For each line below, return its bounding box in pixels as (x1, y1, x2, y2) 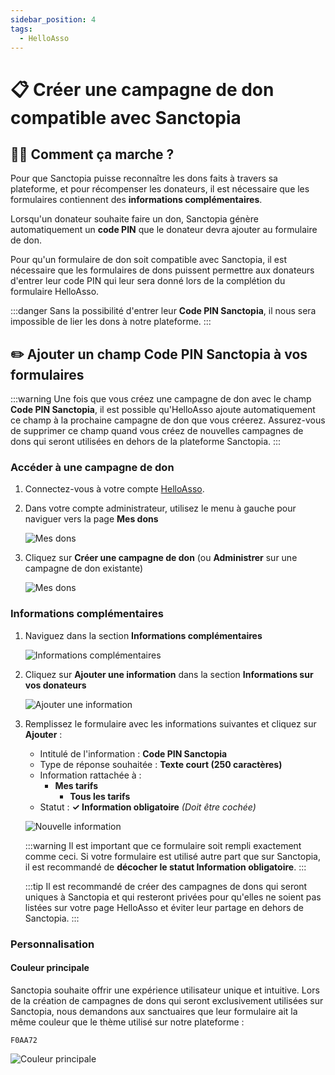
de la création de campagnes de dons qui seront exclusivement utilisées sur (10, 994, 324, 1006)
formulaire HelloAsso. (10, 286, 100, 298)
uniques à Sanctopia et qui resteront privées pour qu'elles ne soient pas (24, 891, 322, 903)
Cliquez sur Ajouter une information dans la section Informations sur (24, 668, 314, 680)
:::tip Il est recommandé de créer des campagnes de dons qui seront (24, 880, 308, 892)
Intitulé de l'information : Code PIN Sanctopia (39, 747, 228, 760)
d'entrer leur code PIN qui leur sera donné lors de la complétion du (10, 275, 286, 287)
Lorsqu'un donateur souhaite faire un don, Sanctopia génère (10, 213, 259, 225)
